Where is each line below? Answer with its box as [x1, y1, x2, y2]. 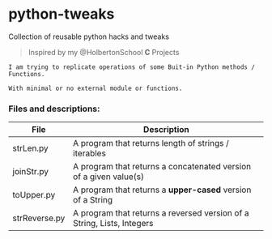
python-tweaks [8, 5, 115, 23]
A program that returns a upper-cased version [72, 184, 252, 195]
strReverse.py [12, 212, 66, 224]
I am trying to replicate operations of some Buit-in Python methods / [8, 62, 255, 71]
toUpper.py [12, 190, 56, 201]
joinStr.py [12, 166, 49, 177]
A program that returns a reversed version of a [72, 207, 249, 219]
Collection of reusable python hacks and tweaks [8, 32, 170, 41]
